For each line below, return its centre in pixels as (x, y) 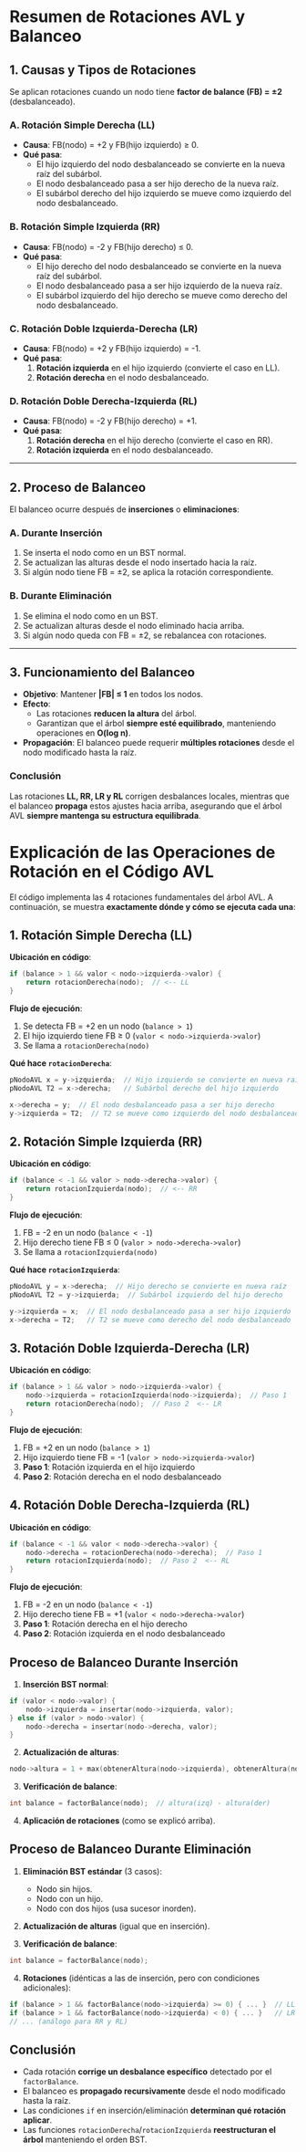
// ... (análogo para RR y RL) (69, 2021)
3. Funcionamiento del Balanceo (102, 672)
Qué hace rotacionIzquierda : (65, 1269)
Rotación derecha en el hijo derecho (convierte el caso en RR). (154, 441)
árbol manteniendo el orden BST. (85, 2140)
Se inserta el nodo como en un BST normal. (104, 553)
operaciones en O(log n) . (83, 733)
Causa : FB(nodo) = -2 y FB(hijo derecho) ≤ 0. (108, 246)
